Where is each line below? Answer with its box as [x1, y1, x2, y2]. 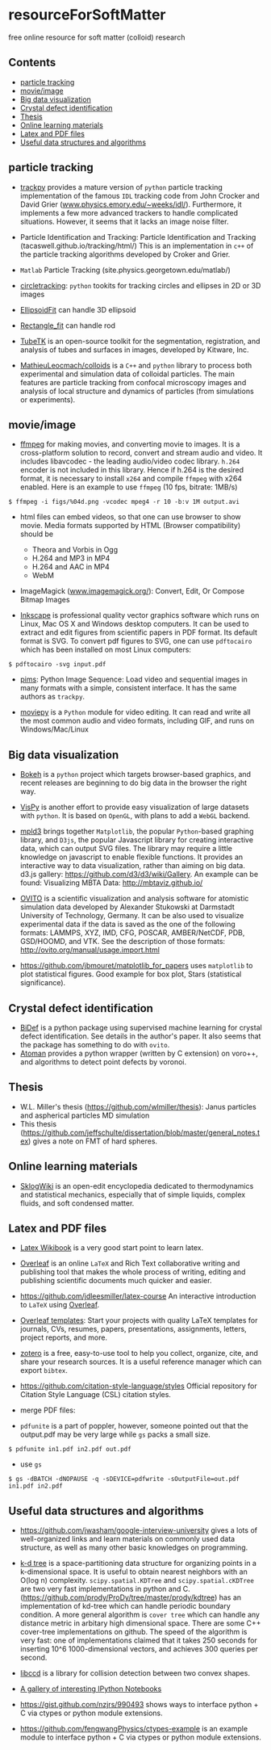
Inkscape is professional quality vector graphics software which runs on [19, 611, 260, 620]
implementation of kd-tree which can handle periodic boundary [19, 1601, 231, 1611]
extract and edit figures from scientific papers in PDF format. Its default [19, 627, 258, 637]
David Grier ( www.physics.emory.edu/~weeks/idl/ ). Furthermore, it [19, 199, 242, 209]
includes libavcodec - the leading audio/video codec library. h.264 [19, 456, 240, 466]
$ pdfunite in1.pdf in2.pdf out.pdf [8, 1446, 131, 1454]
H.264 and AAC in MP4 [31, 562, 110, 572]
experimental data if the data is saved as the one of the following [19, 919, 236, 930]
